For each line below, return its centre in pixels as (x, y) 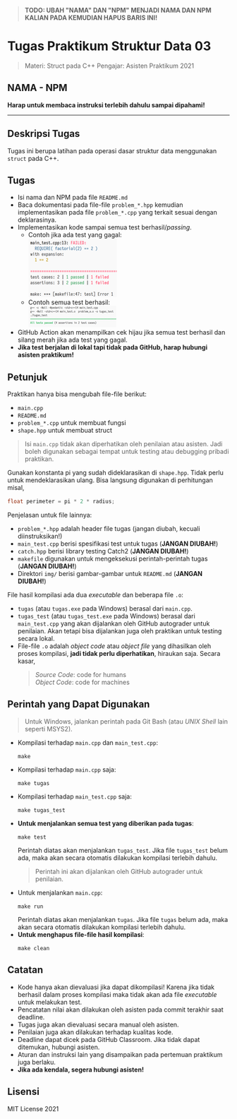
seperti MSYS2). (48, 729)
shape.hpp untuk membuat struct (65, 431)
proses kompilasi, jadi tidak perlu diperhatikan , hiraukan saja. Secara (119, 654)
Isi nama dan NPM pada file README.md (73, 198)
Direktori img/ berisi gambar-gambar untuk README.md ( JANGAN (110, 574)
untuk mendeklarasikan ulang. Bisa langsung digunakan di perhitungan (110, 480)
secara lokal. (36, 639)
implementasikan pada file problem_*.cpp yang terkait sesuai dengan (117, 213)
